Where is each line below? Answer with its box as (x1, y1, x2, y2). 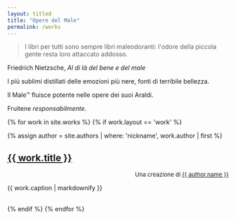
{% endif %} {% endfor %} (7, 205, 85, 213)
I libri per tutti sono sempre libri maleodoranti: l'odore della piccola (24, 43, 217, 51)
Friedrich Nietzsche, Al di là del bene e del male (7, 64, 146, 72)
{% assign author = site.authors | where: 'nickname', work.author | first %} (7, 131, 223, 140)
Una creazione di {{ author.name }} (134, 171, 229, 179)
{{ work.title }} (7, 152, 72, 164)
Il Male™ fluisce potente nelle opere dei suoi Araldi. (7, 91, 154, 99)
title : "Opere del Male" (7, 17, 80, 24)
